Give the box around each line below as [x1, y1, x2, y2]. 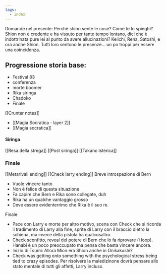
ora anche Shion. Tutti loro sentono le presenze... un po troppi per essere [5, 41, 155, 47]
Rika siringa [12, 90, 36, 96]
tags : [5, 7, 16, 12]
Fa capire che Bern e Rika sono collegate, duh [12, 191, 107, 197]
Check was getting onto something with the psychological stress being [12, 253, 158, 259]
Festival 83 [12, 74, 35, 80]
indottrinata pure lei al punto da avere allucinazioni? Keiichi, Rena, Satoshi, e [5, 36, 161, 42]
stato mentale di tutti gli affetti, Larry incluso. [12, 263, 104, 269]
